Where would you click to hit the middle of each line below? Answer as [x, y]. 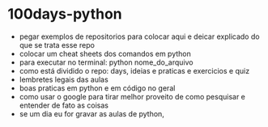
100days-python [65, 14]
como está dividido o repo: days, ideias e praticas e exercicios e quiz [134, 70]
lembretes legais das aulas [64, 79]
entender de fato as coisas [64, 105]
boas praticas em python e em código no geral [97, 88]
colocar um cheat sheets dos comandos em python [105, 53]
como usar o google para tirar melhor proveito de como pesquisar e [132, 96]
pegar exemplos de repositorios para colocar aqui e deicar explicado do [139, 36]
